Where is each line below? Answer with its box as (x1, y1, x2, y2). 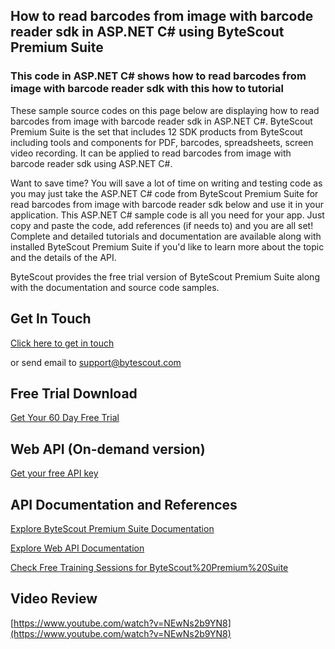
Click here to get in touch (10, 337, 115, 349)
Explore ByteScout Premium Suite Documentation (10, 522, 215, 534)
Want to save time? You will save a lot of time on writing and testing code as (10, 177, 323, 189)
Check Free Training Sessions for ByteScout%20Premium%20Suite (10, 561, 289, 573)
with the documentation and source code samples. (10, 281, 220, 293)
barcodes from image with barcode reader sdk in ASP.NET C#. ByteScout (10, 115, 313, 127)
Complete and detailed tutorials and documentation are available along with (10, 230, 322, 242)
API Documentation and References (10, 496, 238, 513)
